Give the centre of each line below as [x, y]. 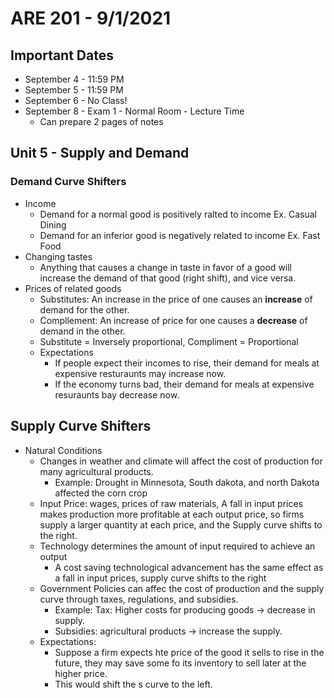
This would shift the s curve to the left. [133, 684]
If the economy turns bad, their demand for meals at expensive [184, 384]
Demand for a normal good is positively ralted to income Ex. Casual [178, 214]
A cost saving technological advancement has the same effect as [189, 567]
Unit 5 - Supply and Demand [100, 153]
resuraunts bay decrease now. [117, 394]
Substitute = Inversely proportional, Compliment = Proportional [169, 341]
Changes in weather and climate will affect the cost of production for [181, 461]
